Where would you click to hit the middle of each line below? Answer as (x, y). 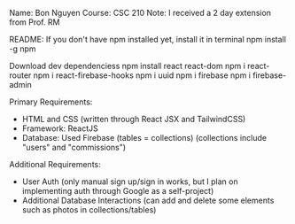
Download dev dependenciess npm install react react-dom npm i (128, 66)
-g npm (23, 49)
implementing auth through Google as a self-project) (118, 191)
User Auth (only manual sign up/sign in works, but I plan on (130, 182)
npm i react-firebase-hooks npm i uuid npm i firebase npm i (142, 75)
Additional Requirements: (55, 164)
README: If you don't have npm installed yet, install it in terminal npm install (147, 39)
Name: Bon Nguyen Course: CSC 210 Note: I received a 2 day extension (140, 13)
